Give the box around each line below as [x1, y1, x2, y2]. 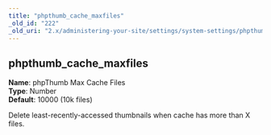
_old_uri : [8, 27, 42, 35]
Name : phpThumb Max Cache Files [8, 78, 126, 88]
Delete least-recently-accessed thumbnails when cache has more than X [8, 110, 251, 121]
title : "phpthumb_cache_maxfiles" [8, 11, 125, 20]
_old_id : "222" [8, 19, 60, 27]
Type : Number [8, 86, 57, 96]
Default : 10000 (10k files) [8, 95, 93, 104]
